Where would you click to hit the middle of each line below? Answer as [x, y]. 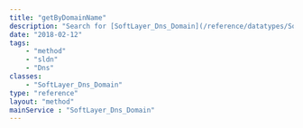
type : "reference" [44, 93]
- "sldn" [42, 59]
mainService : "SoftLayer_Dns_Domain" [82, 110]
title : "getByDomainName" [58, 18]
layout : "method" [42, 101]
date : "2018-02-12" [46, 34]
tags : [19, 43]
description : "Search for [58, 26]
